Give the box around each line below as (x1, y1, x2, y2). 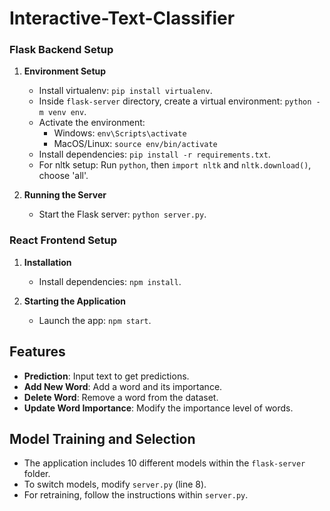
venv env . (47, 106, 87, 118)
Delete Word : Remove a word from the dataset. (23, 391, 219, 403)
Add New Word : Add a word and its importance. (23, 380, 223, 392)
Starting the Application (23, 295, 127, 307)
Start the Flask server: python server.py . (38, 208, 207, 221)
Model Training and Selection (9, 430, 196, 447)
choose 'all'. (38, 170, 89, 182)
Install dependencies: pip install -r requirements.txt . (38, 148, 271, 161)
